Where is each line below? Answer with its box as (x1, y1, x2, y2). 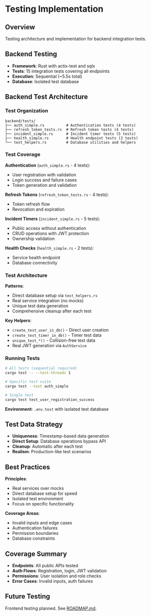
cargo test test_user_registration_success (5, 397, 95, 402)
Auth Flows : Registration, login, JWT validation (12, 568, 107, 574)
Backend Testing (5, 50, 57, 58)
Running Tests (5, 355, 40, 362)
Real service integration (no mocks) (12, 298, 84, 304)
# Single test (5, 393, 34, 397)
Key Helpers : (5, 318, 32, 324)
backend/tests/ (5, 118, 36, 123)
